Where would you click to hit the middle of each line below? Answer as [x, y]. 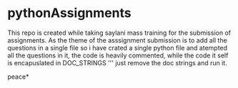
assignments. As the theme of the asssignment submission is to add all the [117, 40]
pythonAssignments [69, 13]
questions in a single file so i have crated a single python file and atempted [117, 48]
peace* [18, 77]
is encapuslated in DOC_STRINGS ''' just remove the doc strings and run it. [117, 62]
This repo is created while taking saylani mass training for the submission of [119, 33]
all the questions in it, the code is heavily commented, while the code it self [118, 55]
